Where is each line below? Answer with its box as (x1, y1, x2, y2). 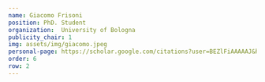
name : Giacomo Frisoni (8, 11, 83, 20)
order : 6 (8, 55, 37, 63)
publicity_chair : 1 (8, 33, 73, 41)
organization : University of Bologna (8, 26, 136, 34)
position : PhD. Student (8, 19, 87, 27)
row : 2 (8, 62, 30, 70)
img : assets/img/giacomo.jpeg (8, 41, 108, 48)
